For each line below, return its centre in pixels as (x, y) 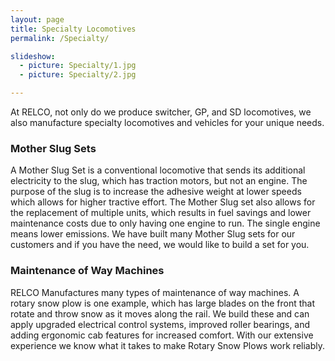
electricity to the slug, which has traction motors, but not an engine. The (159, 181)
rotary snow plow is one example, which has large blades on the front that (163, 303)
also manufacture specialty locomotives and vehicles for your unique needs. (167, 122)
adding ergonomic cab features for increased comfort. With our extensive (162, 335)
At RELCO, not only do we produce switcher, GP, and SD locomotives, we (161, 112)
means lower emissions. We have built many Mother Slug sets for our (153, 234)
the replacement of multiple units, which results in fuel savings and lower (161, 213)
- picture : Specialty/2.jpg (78, 75)
